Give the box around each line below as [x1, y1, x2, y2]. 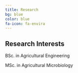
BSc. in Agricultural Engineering [5, 53, 70, 59]
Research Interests [5, 39, 65, 48]
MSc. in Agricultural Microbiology [5, 63, 73, 69]
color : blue [5, 16, 30, 21]
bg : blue [5, 12, 23, 17]
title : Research [5, 7, 39, 12]
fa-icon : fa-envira [5, 21, 45, 26]
